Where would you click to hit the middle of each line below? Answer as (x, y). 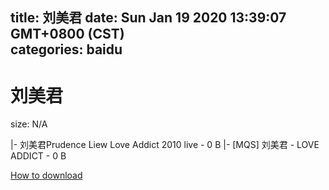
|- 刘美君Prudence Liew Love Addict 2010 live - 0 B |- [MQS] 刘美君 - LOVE (165, 145)
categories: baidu (66, 49)
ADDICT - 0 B (38, 156)
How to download (46, 175)
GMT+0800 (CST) (67, 34)
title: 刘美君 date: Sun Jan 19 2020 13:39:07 (148, 18)
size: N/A (29, 124)
